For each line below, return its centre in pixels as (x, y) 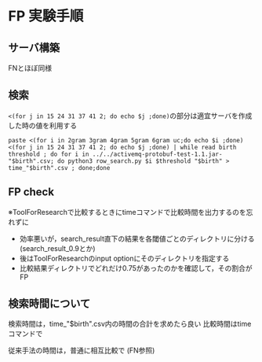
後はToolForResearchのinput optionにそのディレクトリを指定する (124, 258)
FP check (31, 192)
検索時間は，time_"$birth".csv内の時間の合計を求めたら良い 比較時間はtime (130, 324)
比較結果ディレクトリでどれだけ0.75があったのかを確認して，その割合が (136, 268)
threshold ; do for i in (49, 154)
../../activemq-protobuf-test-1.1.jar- (157, 154)
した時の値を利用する (42, 125)
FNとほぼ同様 (30, 68)
